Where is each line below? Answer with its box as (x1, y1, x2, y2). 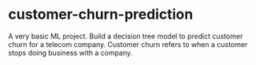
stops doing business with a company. (8, 48, 133, 57)
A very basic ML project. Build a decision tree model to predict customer (8, 31, 243, 41)
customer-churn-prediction (8, 5, 194, 23)
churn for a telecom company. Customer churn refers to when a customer (8, 39, 248, 49)
